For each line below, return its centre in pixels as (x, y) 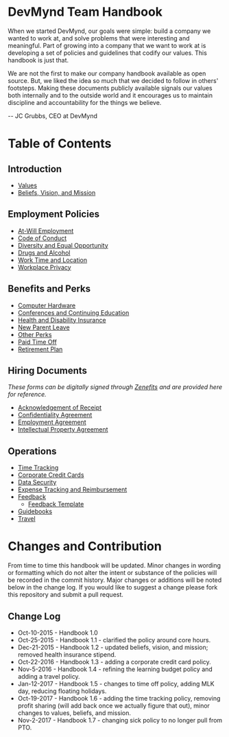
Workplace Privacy (44, 267)
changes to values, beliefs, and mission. (74, 713)
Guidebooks (35, 511)
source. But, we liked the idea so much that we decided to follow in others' (113, 80)
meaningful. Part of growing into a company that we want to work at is (107, 45)
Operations (32, 451)
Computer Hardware (47, 305)
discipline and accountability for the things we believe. (85, 102)
